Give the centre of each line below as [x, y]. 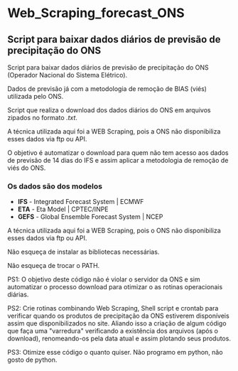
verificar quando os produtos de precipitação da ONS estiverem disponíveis [118, 316]
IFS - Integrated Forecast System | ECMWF [81, 202]
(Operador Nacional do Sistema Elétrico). [67, 75]
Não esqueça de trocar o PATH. [54, 266]
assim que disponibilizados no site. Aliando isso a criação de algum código [117, 323]
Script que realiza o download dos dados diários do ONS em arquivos [109, 110]
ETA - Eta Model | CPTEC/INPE [63, 209]
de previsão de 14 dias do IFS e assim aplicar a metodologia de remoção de [118, 160]
